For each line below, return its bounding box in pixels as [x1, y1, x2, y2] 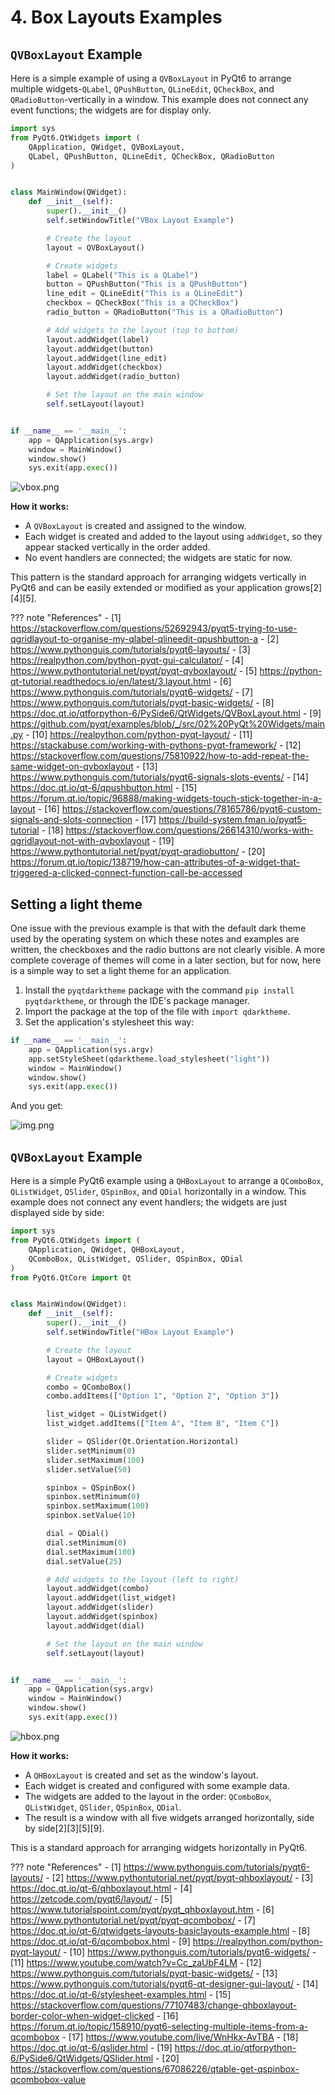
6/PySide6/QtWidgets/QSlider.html [10, 2052, 154, 2064]
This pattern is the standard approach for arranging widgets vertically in [10, 571, 307, 583]
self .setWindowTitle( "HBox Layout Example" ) [46, 1327, 235, 1337]
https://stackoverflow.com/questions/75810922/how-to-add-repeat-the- [10, 750, 310, 762]
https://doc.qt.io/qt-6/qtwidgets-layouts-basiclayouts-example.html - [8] [10, 1924, 311, 1936]
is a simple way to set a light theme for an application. [10, 965, 232, 977]
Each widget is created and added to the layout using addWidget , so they [24, 531, 323, 543]
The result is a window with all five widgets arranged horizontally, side [24, 1811, 315, 1823]
